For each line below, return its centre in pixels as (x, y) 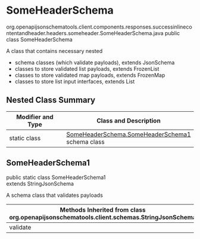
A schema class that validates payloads (54, 195)
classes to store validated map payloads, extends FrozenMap (90, 75)
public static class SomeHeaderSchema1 (56, 177)
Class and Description (128, 121)
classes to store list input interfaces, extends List (75, 81)
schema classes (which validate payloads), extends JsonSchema (95, 62)
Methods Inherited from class (103, 210)
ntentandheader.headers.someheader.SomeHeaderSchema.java (85, 33)
